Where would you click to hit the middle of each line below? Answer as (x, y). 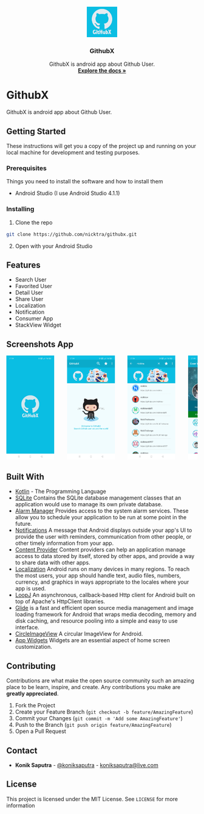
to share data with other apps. (53, 563)
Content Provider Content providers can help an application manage (100, 550)
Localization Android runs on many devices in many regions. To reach (102, 569)
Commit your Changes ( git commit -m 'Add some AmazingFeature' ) (99, 718)
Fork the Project (35, 706)
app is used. (30, 589)
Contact (22, 750)
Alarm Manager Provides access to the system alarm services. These (102, 511)
